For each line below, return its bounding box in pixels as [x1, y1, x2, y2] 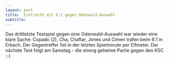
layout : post [5, 7, 33, 13]
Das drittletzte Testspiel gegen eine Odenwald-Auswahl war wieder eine [5, 31, 158, 37]
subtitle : [5, 17, 27, 22]
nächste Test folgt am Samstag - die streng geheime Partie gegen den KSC [5, 47, 164, 54]
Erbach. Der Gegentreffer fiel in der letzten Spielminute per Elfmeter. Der [5, 42, 159, 48]
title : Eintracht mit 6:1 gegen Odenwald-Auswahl [5, 12, 116, 17]
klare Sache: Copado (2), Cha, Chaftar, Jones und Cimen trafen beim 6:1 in [5, 36, 163, 42]
